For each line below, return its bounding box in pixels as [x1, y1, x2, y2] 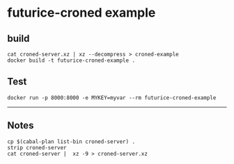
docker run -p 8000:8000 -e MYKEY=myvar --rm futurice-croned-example [7, 94, 217, 101]
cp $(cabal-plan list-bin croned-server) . [7, 138, 136, 145]
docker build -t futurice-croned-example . [7, 57, 136, 64]
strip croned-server [7, 144, 68, 151]
